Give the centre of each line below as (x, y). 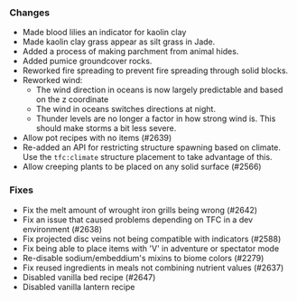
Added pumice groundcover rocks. (87, 61)
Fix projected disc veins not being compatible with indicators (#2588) (152, 239)
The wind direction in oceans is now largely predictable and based (159, 90)
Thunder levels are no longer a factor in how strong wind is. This (156, 118)
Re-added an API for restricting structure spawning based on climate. (152, 147)
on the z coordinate (72, 99)
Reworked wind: (52, 80)
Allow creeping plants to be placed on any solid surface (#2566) (142, 167)
